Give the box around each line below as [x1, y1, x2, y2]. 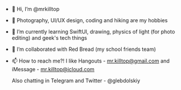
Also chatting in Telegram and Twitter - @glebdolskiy [11, 77, 140, 84]
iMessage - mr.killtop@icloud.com [11, 66, 95, 72]
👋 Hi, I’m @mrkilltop [11, 6, 60, 12]
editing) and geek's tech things [11, 34, 87, 41]
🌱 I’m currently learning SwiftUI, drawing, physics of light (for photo [11, 28, 175, 35]
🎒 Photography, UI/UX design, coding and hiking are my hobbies [11, 17, 168, 23]
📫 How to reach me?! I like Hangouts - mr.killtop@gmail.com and [11, 57, 170, 64]
